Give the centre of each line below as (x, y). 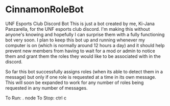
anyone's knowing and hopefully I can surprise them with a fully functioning (85, 34)
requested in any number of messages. (46, 88)
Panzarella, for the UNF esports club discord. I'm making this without (78, 29)
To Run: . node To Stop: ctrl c (36, 98)
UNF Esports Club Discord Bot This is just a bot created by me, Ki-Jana (80, 24)
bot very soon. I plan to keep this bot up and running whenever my (75, 40)
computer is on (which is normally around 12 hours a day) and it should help (85, 45)
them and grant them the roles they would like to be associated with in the (83, 56)
